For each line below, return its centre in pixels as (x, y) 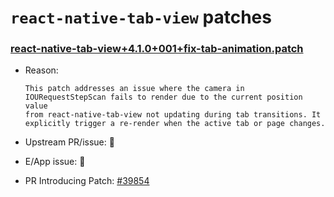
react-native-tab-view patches (141, 17)
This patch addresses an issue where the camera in (134, 89)
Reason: (41, 70)
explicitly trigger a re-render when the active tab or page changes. (175, 124)
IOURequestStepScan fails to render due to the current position (163, 97)
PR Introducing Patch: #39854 (87, 181)
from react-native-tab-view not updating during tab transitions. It (173, 115)
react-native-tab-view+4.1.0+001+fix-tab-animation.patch (157, 49)
